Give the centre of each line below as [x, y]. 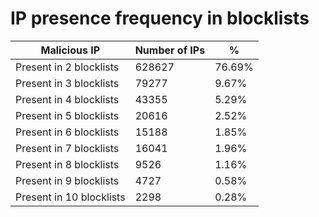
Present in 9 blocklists [67, 180]
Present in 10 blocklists [70, 197]
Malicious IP [70, 50]
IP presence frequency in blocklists [160, 18]
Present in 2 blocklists [67, 67]
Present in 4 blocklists [67, 99]
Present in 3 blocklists [67, 83]
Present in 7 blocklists [67, 148]
